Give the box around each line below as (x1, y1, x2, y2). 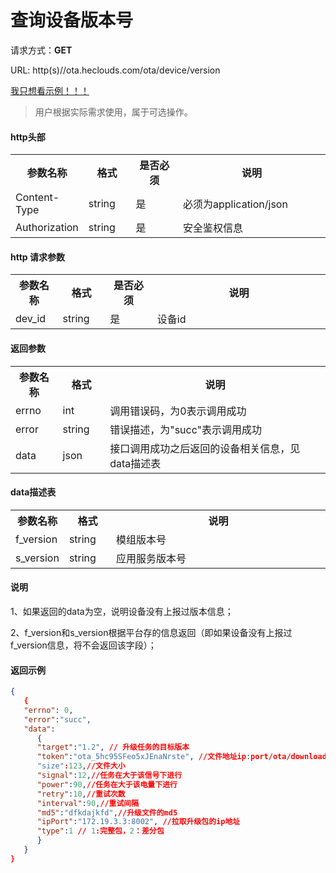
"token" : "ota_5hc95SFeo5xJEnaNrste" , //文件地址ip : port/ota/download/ (36, 752, 332, 762)
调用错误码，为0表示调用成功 (109, 404, 247, 418)
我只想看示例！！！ (10, 84, 90, 96)
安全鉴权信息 (183, 221, 244, 235)
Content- (15, 191, 60, 205)
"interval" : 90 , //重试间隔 (36, 798, 140, 808)
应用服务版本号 (115, 551, 187, 565)
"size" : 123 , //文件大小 (36, 761, 126, 771)
